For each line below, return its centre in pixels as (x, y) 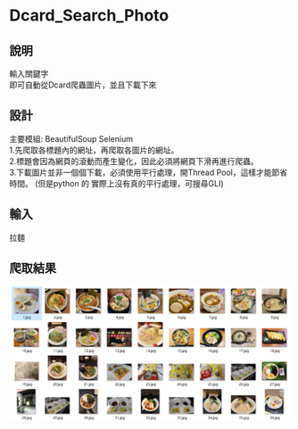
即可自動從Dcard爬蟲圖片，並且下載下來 (83, 85)
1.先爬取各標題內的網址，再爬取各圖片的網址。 (94, 150)
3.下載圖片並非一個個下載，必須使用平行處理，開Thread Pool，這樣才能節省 (149, 172)
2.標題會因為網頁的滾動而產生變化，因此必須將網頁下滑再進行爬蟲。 (134, 161)
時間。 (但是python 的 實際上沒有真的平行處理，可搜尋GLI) (117, 183)
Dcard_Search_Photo (89, 16)
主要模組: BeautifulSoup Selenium (71, 138)
